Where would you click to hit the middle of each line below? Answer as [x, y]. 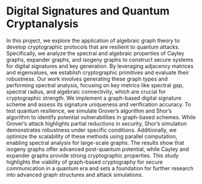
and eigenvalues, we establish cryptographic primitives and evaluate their [98, 72]
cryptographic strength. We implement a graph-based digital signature [94, 98]
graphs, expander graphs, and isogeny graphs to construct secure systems [100, 60]
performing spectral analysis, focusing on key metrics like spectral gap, [95, 85]
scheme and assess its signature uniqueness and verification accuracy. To [99, 104]
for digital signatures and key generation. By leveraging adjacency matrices [100, 66]
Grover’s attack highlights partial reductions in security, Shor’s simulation [97, 123]
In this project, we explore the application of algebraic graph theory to [93, 40]
